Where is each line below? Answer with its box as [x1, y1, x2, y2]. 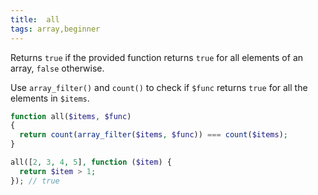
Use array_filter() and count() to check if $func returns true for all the [10, 81, 308, 93]
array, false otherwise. [10, 62, 105, 74]
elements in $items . [10, 92, 90, 104]
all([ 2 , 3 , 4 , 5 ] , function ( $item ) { [10, 157, 172, 167]
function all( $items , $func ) [10, 111, 132, 121]
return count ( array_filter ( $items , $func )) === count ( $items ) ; [19, 130, 288, 140]
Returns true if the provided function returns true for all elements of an [10, 51, 304, 63]
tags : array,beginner [10, 24, 101, 34]
